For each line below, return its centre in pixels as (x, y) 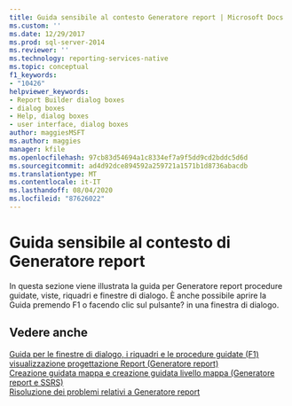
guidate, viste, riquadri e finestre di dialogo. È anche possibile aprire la (138, 295)
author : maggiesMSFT (47, 133)
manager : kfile (37, 149)
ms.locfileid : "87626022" (57, 199)
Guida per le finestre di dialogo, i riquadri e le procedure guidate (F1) (134, 354)
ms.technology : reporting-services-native (89, 59)
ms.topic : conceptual (49, 67)
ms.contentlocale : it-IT (55, 183)
